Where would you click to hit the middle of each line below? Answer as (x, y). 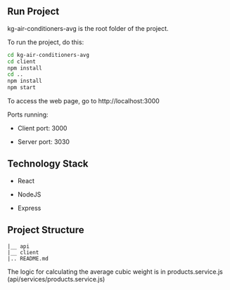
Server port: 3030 (44, 142)
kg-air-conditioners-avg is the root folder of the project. (88, 28)
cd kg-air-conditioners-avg (49, 55)
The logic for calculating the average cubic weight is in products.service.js (115, 271)
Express (29, 208)
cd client (22, 61)
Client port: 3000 (42, 128)
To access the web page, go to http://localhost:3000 (83, 101)
